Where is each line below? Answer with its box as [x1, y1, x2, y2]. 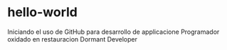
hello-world [7, 4, 78, 20]
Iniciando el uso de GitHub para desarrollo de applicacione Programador [7, 27, 220, 36]
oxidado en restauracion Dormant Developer [7, 35, 137, 43]
